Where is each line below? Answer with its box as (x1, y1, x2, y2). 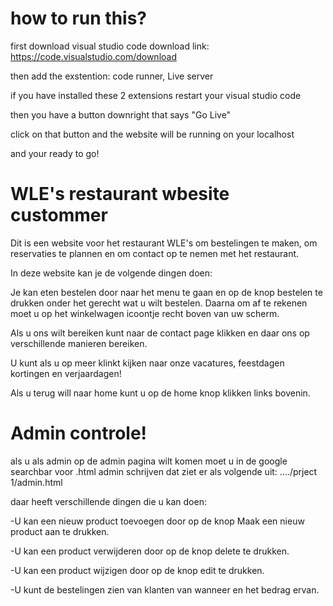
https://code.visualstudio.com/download (10, 50, 177, 62)
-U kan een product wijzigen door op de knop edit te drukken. (10, 564, 265, 576)
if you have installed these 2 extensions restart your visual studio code (10, 89, 302, 101)
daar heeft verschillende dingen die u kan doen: (10, 495, 207, 507)
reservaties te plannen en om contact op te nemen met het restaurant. (10, 247, 300, 259)
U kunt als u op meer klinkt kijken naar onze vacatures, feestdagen (10, 357, 285, 369)
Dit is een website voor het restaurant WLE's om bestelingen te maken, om (10, 237, 318, 249)
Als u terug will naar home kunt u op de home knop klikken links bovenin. (10, 387, 311, 399)
